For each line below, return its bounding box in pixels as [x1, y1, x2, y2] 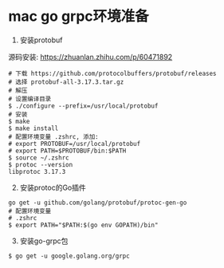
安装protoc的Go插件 [19, 183, 86, 192]
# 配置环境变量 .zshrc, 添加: [8, 132, 100, 140]
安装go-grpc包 [19, 236, 69, 246]
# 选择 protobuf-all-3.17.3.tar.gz [8, 77, 124, 86]
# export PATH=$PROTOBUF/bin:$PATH [8, 147, 127, 155]
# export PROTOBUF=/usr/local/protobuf [8, 140, 141, 148]
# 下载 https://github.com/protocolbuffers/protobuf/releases [8, 69, 217, 77]
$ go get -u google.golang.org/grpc [8, 252, 130, 260]
